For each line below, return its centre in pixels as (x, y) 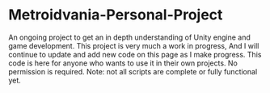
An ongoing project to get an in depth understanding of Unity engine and (129, 37)
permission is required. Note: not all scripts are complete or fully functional (133, 71)
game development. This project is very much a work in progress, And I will (134, 45)
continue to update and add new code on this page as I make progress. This (135, 54)
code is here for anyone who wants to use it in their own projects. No (123, 63)
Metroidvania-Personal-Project (116, 15)
